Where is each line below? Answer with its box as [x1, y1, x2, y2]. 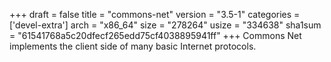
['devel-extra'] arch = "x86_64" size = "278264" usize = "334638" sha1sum [9, 19, 322, 31]
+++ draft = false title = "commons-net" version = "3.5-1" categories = [9, 9, 301, 20]
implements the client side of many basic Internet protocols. [9, 40, 257, 52]
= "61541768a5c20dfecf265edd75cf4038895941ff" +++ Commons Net [9, 30, 302, 41]
